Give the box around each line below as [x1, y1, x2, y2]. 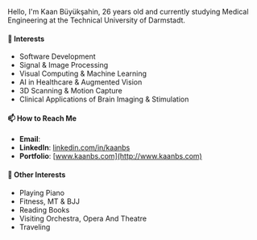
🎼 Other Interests [7, 170, 66, 180]
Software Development [19, 52, 96, 61]
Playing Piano [19, 188, 65, 197]
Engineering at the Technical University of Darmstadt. [7, 15, 186, 25]
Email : [19, 134, 41, 144]
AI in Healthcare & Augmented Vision [19, 77, 143, 87]
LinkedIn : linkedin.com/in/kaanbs [19, 143, 131, 152]
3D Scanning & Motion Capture [19, 86, 122, 96]
